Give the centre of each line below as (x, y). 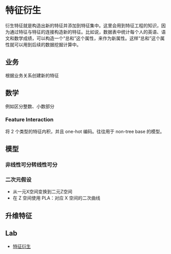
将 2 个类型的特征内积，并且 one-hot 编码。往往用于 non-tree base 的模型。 (85, 131)
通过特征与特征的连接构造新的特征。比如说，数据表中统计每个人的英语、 (85, 32)
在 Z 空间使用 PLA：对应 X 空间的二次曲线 (56, 198)
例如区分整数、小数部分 (30, 106)
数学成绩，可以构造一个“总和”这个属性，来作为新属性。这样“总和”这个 (87, 38)
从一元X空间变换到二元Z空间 (42, 192)
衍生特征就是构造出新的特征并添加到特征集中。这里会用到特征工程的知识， (83, 25)
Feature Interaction (30, 120)
